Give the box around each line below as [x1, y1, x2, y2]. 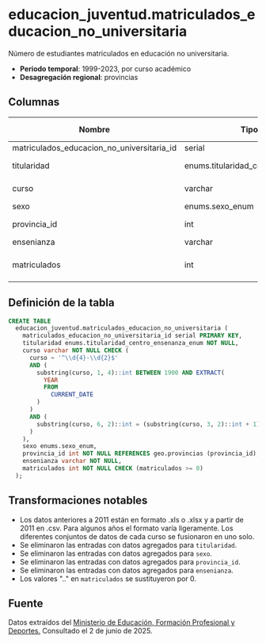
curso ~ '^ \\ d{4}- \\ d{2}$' [28, 354, 119, 362]
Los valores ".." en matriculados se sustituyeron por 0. [19, 573, 196, 584]
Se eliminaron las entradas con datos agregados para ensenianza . [19, 565, 234, 575]
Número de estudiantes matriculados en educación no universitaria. [8, 48, 230, 58]
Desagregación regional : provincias [19, 72, 139, 82]
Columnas [8, 95, 60, 109]
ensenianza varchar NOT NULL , [22, 457, 123, 465]
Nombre [78, 124, 111, 135]
